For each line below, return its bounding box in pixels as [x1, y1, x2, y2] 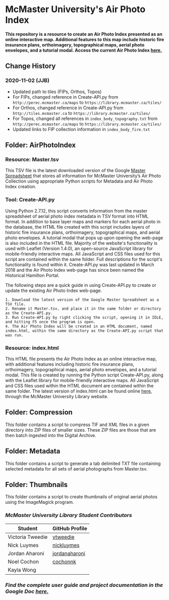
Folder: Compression [5, 408, 73, 417]
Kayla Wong [8, 566, 36, 573]
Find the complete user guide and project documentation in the [5, 581, 163, 588]
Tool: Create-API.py [5, 196, 55, 203]
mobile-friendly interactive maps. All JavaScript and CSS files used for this [5, 250, 160, 256]
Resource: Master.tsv [5, 156, 60, 163]
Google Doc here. [5, 588, 49, 595]
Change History [5, 62, 56, 70]
